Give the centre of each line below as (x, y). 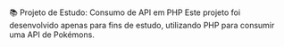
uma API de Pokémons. (52, 35)
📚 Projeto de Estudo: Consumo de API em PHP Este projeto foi (125, 12)
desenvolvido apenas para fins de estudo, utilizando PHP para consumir (142, 25)
